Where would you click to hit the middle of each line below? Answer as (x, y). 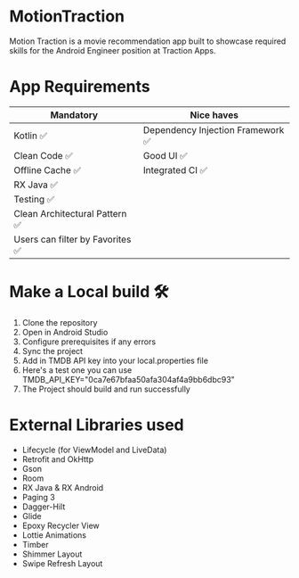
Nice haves (214, 115)
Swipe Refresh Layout (62, 563)
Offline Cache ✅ (48, 169)
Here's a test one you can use (77, 370)
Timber (35, 544)
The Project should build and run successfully (106, 389)
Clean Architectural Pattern (70, 213)
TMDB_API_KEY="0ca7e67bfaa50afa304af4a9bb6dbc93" (129, 379)
